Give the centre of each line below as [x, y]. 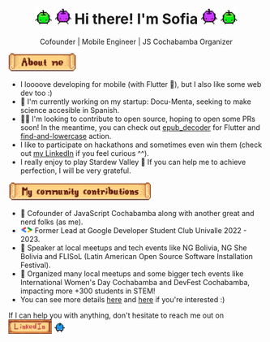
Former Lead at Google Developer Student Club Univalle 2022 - [141, 230]
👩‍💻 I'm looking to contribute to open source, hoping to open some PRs [137, 119]
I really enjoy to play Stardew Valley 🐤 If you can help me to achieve [133, 162]
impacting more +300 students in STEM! [88, 291]
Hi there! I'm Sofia [136, 19]
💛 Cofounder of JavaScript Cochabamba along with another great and [137, 213]
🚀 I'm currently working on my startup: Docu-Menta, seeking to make [135, 102]
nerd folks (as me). [51, 222]
